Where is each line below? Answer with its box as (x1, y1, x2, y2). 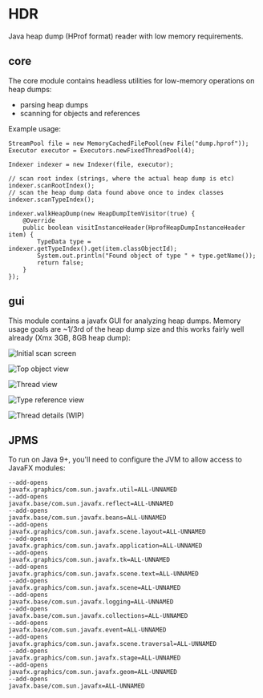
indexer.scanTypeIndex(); (8, 196, 95, 204)
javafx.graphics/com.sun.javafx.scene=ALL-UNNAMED (8, 584, 181, 592)
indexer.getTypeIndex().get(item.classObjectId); (8, 244, 178, 252)
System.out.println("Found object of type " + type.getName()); (37, 252, 257, 260)
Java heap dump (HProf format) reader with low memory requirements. (8, 31, 244, 41)
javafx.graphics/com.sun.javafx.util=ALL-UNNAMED (8, 486, 178, 494)
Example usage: (8, 123, 62, 133)
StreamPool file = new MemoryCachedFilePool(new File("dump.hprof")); (8, 139, 249, 147)
